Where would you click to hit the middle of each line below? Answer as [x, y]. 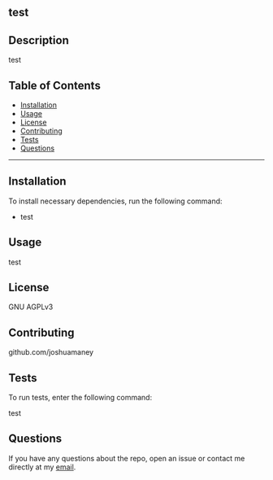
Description [39, 40]
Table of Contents [55, 85]
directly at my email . [42, 467]
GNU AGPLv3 [31, 307]
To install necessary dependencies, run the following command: [115, 201]
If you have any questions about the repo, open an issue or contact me [127, 458]
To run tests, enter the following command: [80, 398]
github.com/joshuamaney [51, 352]
